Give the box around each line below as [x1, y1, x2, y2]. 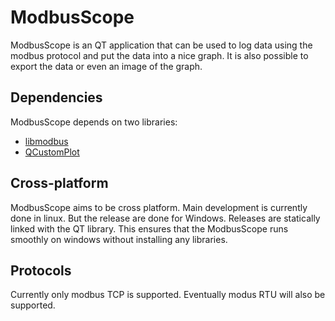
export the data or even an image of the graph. [10, 60, 203, 72]
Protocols [10, 262, 72, 279]
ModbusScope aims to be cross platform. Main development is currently [10, 201, 308, 213]
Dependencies [10, 89, 103, 106]
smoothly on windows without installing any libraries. [10, 233, 228, 245]
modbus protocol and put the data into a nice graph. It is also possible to [10, 49, 309, 61]
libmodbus [24, 135, 69, 147]
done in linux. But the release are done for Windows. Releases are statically [10, 212, 321, 224]
